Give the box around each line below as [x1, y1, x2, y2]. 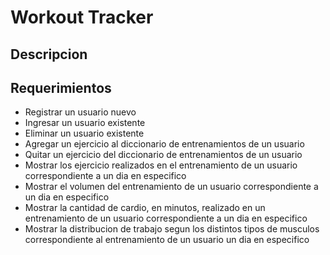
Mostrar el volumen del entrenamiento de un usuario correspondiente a [24, 181, 319, 193]
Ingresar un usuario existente [24, 117, 146, 129]
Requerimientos [10, 79, 112, 96]
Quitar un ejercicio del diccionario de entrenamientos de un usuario [24, 149, 303, 161]
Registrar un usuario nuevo [24, 106, 137, 118]
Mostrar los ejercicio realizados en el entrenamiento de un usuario [24, 159, 298, 171]
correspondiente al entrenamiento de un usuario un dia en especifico [24, 234, 310, 246]
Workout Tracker [10, 6, 154, 29]
